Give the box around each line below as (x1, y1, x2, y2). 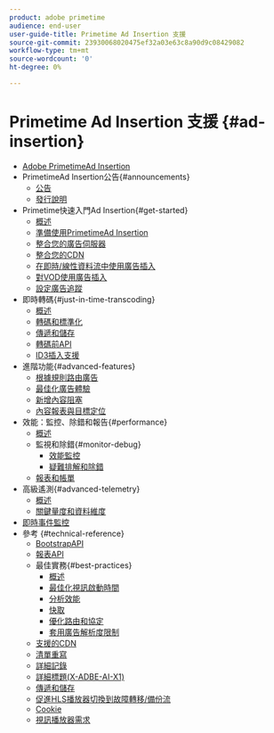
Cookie (35, 704, 62, 714)
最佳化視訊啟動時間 (48, 581, 120, 593)
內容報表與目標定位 (35, 405, 107, 416)
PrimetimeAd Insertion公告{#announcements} (21, 171, 190, 182)
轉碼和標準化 (35, 316, 83, 326)
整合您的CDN (35, 249, 85, 259)
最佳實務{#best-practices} (35, 559, 133, 571)
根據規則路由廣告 (35, 372, 99, 383)
